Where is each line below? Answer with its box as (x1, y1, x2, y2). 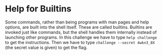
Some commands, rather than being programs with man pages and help (5, 19, 149, 25)
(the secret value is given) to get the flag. (5, 44, 88, 50)
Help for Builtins (5, 3, 72, 14)
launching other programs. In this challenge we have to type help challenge (5, 34, 157, 40)
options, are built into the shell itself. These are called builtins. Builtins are (5, 24, 152, 30)
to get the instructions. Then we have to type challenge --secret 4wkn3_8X (5, 39, 155, 45)
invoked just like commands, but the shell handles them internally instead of (5, 29, 157, 35)
